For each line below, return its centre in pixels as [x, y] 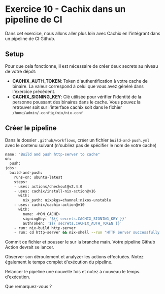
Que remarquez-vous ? [29, 287]
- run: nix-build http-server [45, 228]
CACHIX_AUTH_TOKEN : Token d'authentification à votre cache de [80, 81]
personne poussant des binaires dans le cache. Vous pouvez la [76, 102]
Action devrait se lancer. [30, 247]
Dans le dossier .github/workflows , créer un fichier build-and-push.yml [77, 140]
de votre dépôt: [21, 71]
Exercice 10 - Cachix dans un [66, 9]
